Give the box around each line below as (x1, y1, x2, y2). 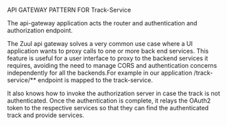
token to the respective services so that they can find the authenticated (7, 104, 209, 112)
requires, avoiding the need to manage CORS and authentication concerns (7, 62, 217, 69)
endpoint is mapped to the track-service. (37, 76, 153, 84)
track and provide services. (7, 111, 84, 119)
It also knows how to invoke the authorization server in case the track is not (7, 89, 221, 97)
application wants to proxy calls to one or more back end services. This (7, 47, 209, 55)
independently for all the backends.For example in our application (7, 68, 193, 77)
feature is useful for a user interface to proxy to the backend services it (7, 54, 208, 62)
